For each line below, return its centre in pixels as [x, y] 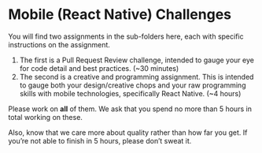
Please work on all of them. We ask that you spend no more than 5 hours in [130, 109]
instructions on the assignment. [59, 44]
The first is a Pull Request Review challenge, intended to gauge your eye [137, 60]
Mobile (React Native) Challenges [120, 15]
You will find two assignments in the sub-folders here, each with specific [126, 36]
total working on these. [45, 117]
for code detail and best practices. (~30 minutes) [99, 68]
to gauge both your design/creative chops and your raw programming [133, 85]
